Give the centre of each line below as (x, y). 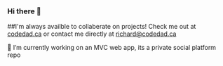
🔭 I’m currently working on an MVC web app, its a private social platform (111, 48)
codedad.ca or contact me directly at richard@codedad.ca (92, 34)
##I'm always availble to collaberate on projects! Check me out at (102, 27)
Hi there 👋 (25, 11)
